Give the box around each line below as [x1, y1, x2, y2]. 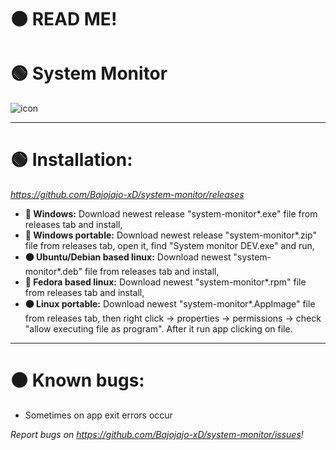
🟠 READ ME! [10, 8, 118, 31]
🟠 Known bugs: [10, 369, 145, 392]
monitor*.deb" [24, 266, 83, 278]
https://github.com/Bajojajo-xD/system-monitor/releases [10, 189, 245, 201]
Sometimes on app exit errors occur [24, 409, 173, 421]
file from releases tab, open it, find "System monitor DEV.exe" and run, [24, 240, 315, 252]
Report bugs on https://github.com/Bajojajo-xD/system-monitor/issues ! [10, 429, 304, 440]
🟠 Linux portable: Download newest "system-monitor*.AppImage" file [24, 298, 316, 310]
